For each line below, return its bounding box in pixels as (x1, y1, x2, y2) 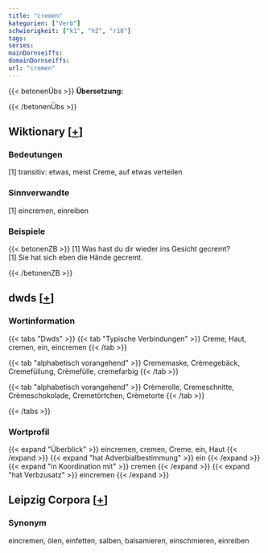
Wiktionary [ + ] (8, 125, 83, 139)
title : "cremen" (8, 11, 63, 20)
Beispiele (8, 226, 46, 237)
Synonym (8, 518, 47, 529)
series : (8, 42, 35, 50)
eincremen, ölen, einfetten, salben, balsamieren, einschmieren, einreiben (8, 535, 249, 545)
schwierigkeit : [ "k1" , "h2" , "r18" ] (8, 27, 131, 35)
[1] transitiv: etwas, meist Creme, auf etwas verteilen (8, 167, 183, 177)
